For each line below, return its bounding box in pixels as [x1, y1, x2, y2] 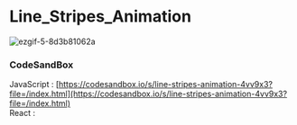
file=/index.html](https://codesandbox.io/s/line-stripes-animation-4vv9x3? [9, 88, 287, 100]
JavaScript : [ [9, 79, 60, 90]
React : [9, 108, 36, 119]
